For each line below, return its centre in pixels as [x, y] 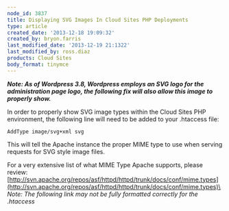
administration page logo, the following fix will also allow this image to [110, 91]
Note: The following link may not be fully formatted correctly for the [103, 194]
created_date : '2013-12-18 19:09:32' [61, 33]
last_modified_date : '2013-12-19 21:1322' [69, 45]
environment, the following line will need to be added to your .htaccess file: [113, 119]
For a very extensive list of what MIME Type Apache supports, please [105, 164]
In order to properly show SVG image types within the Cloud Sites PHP [107, 112]
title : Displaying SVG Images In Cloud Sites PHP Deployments [98, 20]
